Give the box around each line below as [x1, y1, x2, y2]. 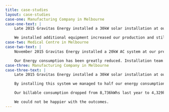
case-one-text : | [5, 21, 42, 27]
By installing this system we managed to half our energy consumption [14, 81, 165, 86]
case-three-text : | [5, 67, 46, 73]
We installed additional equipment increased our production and [14, 35, 154, 40]
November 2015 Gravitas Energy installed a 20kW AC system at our [14, 49, 156, 54]
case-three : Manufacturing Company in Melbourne [5, 63, 109, 68]
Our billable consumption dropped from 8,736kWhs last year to [14, 90, 150, 95]
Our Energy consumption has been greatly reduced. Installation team [14, 58, 163, 63]
